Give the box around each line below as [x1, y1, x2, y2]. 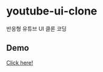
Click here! [6, 59, 33, 66]
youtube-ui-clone [6, 4, 98, 18]
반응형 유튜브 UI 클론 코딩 [6, 25, 67, 32]
